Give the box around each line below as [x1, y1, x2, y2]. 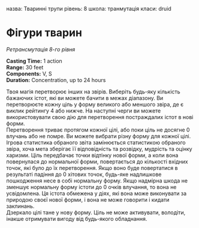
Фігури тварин [6, 26, 83, 39]
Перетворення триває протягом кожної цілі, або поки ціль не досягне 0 [6, 126, 190, 133]
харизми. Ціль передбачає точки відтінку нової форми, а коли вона [6, 151, 179, 159]
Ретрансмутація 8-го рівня [6, 45, 76, 53]
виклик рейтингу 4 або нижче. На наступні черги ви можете [6, 107, 161, 114]
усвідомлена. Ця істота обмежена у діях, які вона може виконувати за [6, 190, 187, 197]
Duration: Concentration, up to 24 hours [6, 76, 106, 83]
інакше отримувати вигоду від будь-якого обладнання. [6, 215, 147, 222]
